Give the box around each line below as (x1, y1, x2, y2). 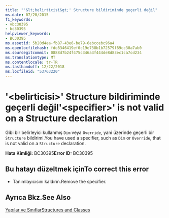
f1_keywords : (5, 17, 33, 22)
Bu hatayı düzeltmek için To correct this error (5, 165, 149, 174)
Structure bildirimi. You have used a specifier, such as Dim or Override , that (5, 134, 161, 141)
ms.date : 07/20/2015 (5, 12, 49, 17)
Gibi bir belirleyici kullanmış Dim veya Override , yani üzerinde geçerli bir (5, 129, 154, 135)
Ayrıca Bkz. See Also (5, 193, 71, 202)
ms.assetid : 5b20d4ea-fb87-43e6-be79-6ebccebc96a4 (5, 41, 115, 46)
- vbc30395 (5, 21, 28, 27)
